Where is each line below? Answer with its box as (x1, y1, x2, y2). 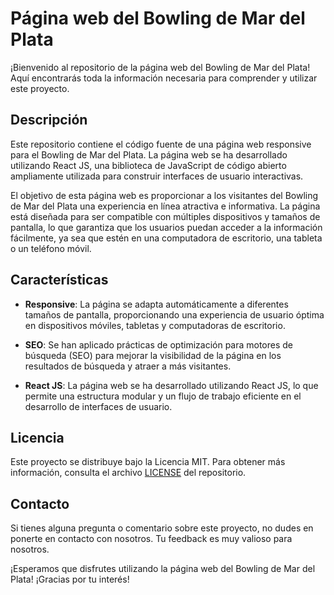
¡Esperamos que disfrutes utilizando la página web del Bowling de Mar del (10, 563, 316, 575)
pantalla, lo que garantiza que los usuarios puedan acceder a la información (10, 221, 323, 233)
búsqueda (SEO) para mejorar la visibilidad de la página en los (24, 349, 282, 361)
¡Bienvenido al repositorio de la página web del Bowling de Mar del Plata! (10, 61, 311, 73)
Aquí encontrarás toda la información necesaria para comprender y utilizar (10, 72, 318, 84)
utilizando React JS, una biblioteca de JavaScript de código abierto (10, 159, 287, 171)
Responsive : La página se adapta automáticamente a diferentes (24, 298, 289, 310)
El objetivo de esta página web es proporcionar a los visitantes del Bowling (10, 189, 319, 201)
